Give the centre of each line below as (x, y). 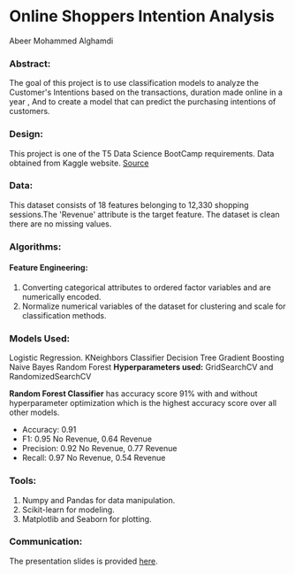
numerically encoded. (61, 296)
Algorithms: (35, 247)
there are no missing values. (61, 224)
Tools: (23, 481)
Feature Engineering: (49, 268)
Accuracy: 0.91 (49, 430)
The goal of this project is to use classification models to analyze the (134, 83)
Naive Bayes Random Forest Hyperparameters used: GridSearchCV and (141, 367)
